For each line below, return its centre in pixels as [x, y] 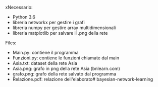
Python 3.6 [24, 17]
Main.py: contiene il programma [46, 53]
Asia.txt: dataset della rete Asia [45, 63]
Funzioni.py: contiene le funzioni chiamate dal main [66, 58]
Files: [11, 43]
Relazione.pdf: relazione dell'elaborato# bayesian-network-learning [83, 79]
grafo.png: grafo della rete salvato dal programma [64, 74]
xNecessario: [19, 7]
